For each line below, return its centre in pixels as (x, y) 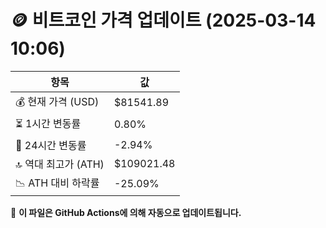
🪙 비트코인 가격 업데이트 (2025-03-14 (163, 20)
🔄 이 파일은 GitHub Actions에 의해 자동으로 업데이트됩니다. (126, 212)
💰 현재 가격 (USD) (57, 101)
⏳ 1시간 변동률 (48, 123)
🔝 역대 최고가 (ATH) (60, 164)
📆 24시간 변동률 (51, 145)
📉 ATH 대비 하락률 (57, 183)
